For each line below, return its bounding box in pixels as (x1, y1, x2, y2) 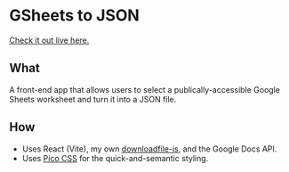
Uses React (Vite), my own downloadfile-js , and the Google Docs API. (21, 143, 277, 154)
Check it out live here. (9, 35, 90, 45)
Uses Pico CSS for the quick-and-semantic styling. (21, 152, 209, 163)
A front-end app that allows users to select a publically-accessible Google (9, 84, 280, 94)
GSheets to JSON (9, 5, 140, 26)
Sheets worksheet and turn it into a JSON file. (9, 94, 177, 104)
